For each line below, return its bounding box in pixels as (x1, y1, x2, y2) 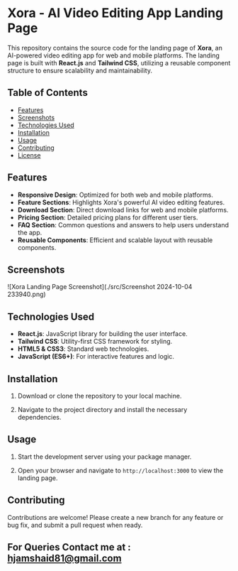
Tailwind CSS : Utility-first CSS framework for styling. (17, 337, 173, 346)
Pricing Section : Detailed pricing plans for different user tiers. (17, 213, 198, 222)
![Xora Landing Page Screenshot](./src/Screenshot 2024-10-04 (7, 283, 193, 291)
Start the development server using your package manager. (17, 452, 192, 461)
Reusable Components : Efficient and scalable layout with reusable (17, 236, 213, 244)
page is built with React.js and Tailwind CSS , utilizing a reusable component (7, 58, 231, 67)
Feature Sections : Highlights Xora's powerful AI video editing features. (17, 197, 225, 207)
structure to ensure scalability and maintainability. (7, 66, 152, 75)
